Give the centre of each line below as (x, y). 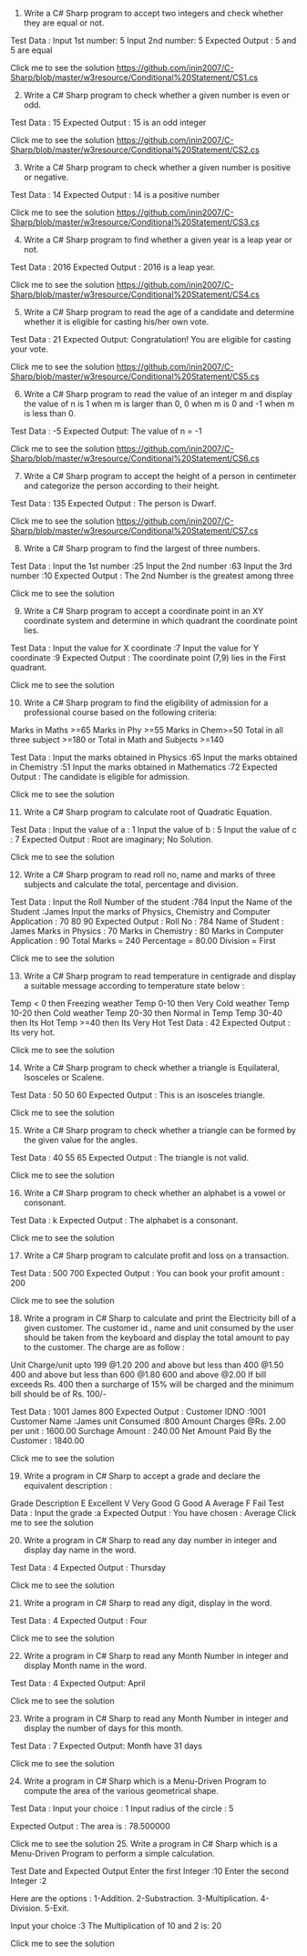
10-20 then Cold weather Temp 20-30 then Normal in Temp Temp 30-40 (147, 1013)
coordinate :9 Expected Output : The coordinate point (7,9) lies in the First (148, 658)
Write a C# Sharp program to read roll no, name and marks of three (149, 875)
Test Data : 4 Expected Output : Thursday (88, 1567)
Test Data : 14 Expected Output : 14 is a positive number (115, 195)
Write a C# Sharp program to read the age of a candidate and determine (159, 312)
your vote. (30, 349)
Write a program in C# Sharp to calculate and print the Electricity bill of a (160, 1318)
